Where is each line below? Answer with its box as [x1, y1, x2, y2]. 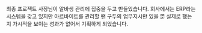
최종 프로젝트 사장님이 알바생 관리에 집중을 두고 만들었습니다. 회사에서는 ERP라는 [6, 5, 196, 12]
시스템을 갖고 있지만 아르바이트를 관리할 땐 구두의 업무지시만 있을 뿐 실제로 [6, 13, 182, 20]
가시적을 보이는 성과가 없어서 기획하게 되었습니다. [12, 20, 128, 27]
